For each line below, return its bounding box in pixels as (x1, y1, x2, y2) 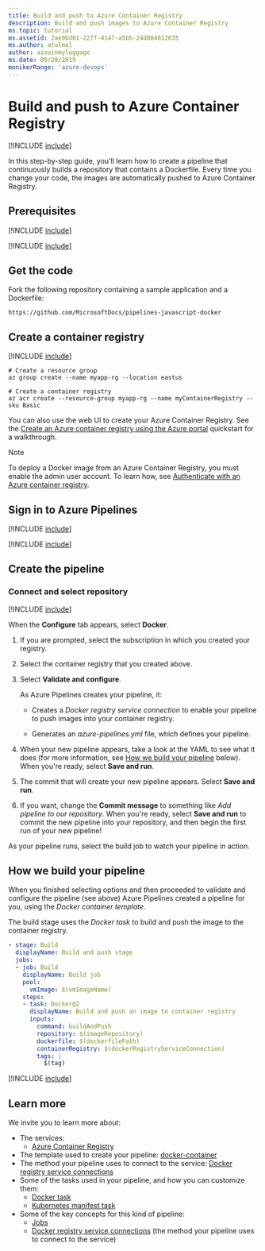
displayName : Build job (22, 971, 102, 979)
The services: (19, 1133, 65, 1143)
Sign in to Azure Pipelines (8, 503, 137, 516)
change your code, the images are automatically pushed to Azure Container (8, 172, 256, 183)
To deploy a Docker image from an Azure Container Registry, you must (8, 463, 240, 473)
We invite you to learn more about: (8, 1118, 121, 1128)
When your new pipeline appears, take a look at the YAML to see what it (19, 744, 255, 754)
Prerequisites (8, 204, 76, 218)
